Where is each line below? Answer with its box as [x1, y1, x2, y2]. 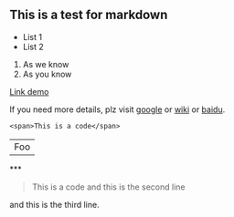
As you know [22, 68, 72, 79]
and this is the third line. [9, 199, 100, 210]
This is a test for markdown [9, 7, 168, 23]
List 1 [22, 31, 43, 42]
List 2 [22, 41, 44, 52]
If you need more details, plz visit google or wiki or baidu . [9, 104, 226, 115]
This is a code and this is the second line [31, 181, 186, 192]
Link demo [9, 86, 49, 97]
